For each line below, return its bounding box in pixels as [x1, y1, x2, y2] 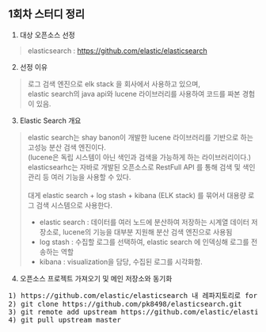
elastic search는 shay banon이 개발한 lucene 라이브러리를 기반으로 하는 [27, 132, 253, 142]
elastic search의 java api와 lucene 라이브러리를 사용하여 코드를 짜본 [27, 89, 241, 98]
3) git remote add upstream [8, 307, 117, 316]
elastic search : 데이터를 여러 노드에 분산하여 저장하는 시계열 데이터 [39, 217, 249, 227]
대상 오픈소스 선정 [19, 30, 75, 40]
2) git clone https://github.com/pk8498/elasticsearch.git [8, 300, 243, 308]
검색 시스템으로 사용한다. [36, 200, 113, 210]
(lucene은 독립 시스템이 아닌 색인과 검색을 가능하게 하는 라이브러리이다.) [27, 152, 252, 162]
